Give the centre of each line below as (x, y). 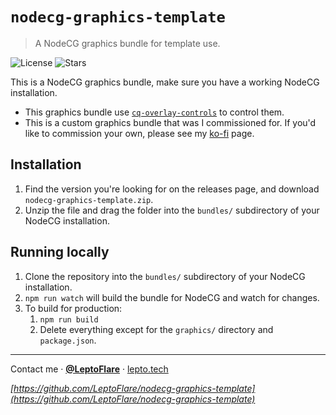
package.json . (68, 340)
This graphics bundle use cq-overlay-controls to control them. (154, 112)
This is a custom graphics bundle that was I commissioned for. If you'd (170, 122)
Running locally (60, 252)
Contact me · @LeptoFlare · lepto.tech (89, 369)
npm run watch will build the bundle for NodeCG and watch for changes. (172, 297)
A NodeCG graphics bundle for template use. (127, 43)
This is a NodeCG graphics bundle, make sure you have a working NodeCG (165, 82)
